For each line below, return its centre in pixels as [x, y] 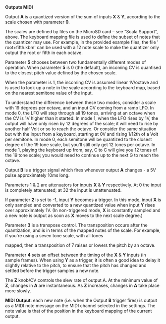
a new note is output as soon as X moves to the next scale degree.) [74, 216]
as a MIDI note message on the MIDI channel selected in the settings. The [80, 306]
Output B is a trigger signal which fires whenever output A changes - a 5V [81, 170]
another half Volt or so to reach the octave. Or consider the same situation [81, 129]
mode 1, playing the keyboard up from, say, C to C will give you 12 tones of [81, 150]
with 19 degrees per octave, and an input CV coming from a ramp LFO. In [80, 108]
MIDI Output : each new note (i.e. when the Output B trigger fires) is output [81, 300]
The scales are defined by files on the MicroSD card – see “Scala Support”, [82, 31]
